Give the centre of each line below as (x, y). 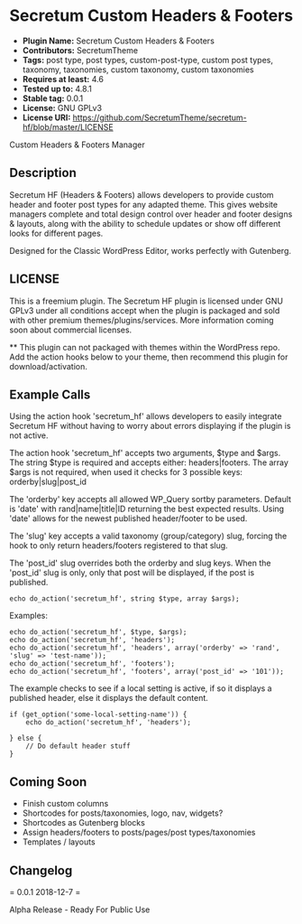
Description (43, 173)
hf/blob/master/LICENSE (68, 126)
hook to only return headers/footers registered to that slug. (119, 546)
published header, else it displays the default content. (109, 698)
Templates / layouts (59, 842)
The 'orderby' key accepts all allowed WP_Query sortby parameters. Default (150, 499)
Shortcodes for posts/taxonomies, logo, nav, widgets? (123, 813)
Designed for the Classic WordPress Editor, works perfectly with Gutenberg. (150, 250)
